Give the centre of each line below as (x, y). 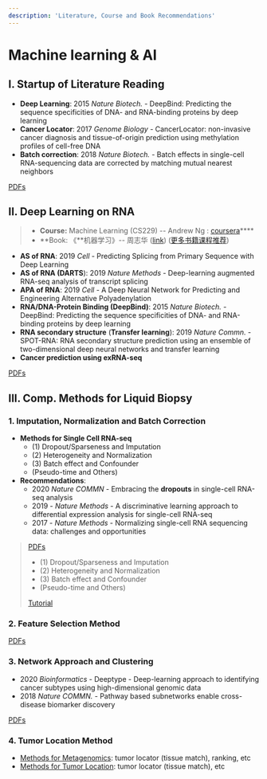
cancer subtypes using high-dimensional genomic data (110, 687)
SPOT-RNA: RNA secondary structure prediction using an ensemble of (135, 341)
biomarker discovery (81, 704)
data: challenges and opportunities (89, 531)
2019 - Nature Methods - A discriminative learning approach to (135, 506)
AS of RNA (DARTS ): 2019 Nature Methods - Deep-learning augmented (137, 273)
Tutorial (40, 603)
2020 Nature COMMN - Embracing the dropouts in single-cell (133, 489)
